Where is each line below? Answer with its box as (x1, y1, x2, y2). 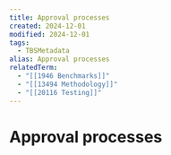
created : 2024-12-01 (9, 22, 87, 30)
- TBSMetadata (17, 47, 70, 56)
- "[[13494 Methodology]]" (17, 80, 118, 89)
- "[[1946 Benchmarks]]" (17, 72, 110, 81)
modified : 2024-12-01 (9, 30, 90, 39)
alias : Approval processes (9, 55, 110, 64)
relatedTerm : (9, 64, 58, 73)
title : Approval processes (9, 13, 110, 22)
